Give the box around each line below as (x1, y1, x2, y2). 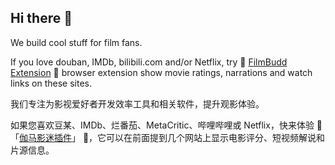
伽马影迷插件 (19, 131, 72, 143)
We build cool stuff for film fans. (10, 36, 143, 48)
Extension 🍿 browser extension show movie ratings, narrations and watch (10, 66, 313, 78)
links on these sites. (10, 77, 92, 89)
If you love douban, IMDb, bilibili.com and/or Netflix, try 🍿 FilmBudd (10, 56, 288, 68)
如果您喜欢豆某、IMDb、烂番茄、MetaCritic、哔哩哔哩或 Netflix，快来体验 (10, 119, 315, 131)
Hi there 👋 (10, 10, 73, 27)
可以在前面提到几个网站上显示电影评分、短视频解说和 (106, 131, 326, 143)
